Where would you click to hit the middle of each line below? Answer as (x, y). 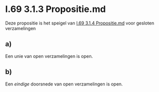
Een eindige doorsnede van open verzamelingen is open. (64, 84)
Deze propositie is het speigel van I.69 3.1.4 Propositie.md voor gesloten (80, 23)
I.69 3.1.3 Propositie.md (56, 9)
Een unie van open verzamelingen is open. (49, 56)
